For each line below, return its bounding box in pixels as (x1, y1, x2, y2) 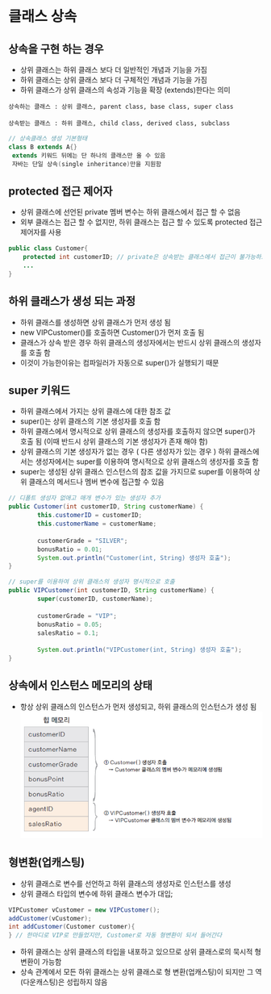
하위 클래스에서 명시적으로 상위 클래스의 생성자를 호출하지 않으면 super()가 (19, 427, 256, 436)
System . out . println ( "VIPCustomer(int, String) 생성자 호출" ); (37, 646, 242, 654)
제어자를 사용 (19, 228, 62, 237)
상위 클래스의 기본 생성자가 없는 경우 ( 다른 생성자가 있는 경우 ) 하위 (19, 447, 231, 457)
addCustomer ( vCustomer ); (8, 914, 92, 922)
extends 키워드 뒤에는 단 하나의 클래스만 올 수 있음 (11, 151, 166, 160)
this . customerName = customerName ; (37, 520, 157, 528)
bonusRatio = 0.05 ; (37, 620, 103, 629)
